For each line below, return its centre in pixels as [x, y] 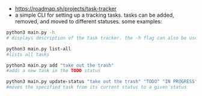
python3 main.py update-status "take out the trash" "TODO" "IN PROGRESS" [102, 82]
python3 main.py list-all [38, 49]
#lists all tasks [28, 54]
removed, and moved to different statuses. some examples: [88, 21]
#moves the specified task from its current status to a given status [96, 87]
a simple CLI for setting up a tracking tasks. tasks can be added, [94, 15]
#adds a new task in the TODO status [54, 71]
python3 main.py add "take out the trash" [60, 65]
